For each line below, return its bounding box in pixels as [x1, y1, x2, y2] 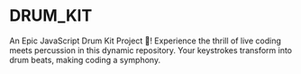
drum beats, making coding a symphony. [9, 54, 160, 65]
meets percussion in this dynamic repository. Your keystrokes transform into [9, 44, 293, 55]
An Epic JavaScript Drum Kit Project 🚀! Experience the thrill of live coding [9, 35, 281, 46]
